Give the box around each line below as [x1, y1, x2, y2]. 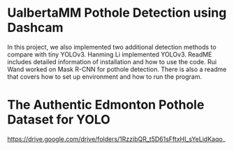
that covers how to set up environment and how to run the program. [7, 72, 203, 81]
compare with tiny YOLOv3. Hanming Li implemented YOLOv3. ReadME [7, 50, 212, 59]
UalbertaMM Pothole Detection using [7, 5, 227, 21]
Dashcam [7, 20, 64, 36]
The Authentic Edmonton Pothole [7, 97, 205, 113]
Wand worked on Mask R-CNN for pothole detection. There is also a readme [7, 65, 227, 73]
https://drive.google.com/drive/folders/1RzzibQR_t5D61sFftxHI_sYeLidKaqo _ [7, 135, 226, 143]
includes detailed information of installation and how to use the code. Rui [7, 57, 217, 66]
